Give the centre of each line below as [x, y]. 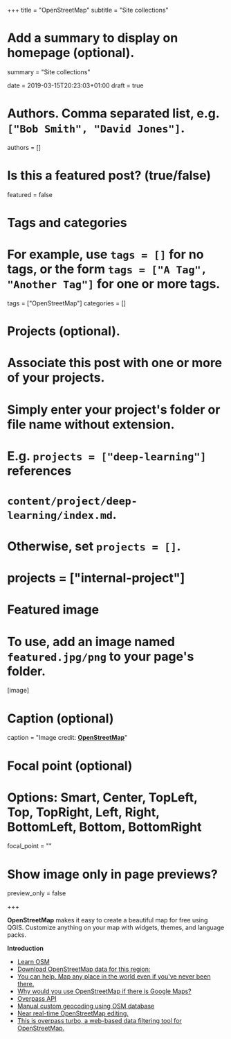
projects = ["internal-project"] [96, 578]
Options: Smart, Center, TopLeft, [102, 797]
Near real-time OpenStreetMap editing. [73, 1013]
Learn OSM [33, 962]
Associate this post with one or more [115, 363]
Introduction [25, 948]
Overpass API [37, 999]
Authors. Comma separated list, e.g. [113, 113]
